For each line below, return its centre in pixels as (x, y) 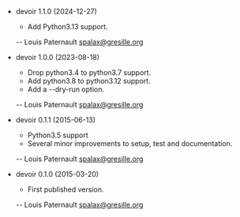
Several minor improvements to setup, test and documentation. (130, 144)
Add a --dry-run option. (66, 89)
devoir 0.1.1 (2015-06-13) (56, 120)
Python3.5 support (58, 135)
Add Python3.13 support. (67, 26)
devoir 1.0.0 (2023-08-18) (58, 57)
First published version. (66, 189)
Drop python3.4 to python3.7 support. (89, 73)
